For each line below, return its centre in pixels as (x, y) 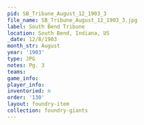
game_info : (23, 78)
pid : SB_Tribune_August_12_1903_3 (57, 14)
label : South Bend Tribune (46, 26)
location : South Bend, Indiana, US (58, 33)
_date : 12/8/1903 (32, 40)
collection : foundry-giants (48, 110)
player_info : (26, 85)
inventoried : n (29, 91)
